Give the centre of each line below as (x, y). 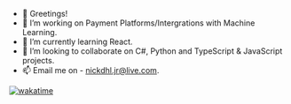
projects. (38, 60)
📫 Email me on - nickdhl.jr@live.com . (90, 70)
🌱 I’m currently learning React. (77, 41)
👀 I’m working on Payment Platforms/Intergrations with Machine (138, 23)
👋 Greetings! (45, 14)
